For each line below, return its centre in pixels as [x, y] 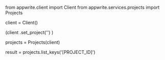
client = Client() [22, 23]
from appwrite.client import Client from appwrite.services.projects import [82, 7]
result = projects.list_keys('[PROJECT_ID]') [50, 52]
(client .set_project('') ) [29, 32]
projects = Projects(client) [33, 42]
